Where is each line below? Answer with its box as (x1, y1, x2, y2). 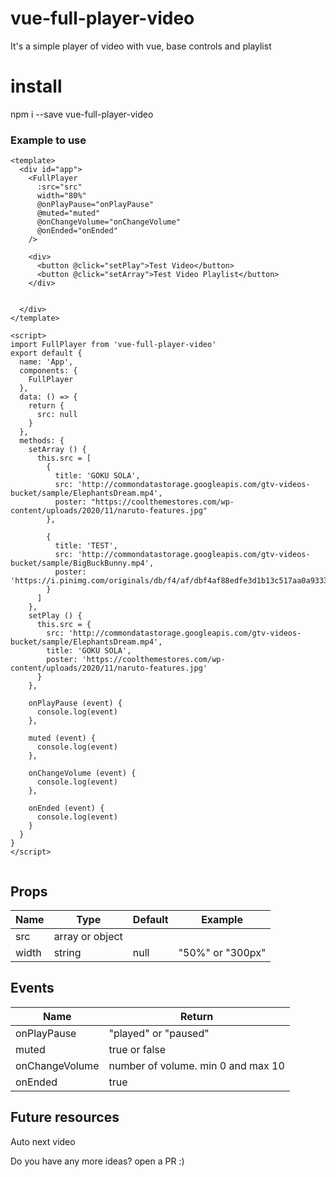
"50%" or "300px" (178, 945, 267, 959)
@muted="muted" (36, 208, 101, 219)
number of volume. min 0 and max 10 (108, 1058, 285, 1072)
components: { (19, 366, 78, 376)
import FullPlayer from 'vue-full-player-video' (10, 340, 217, 350)
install (10, 75, 63, 98)
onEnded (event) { (28, 803, 105, 814)
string (53, 945, 82, 959)
